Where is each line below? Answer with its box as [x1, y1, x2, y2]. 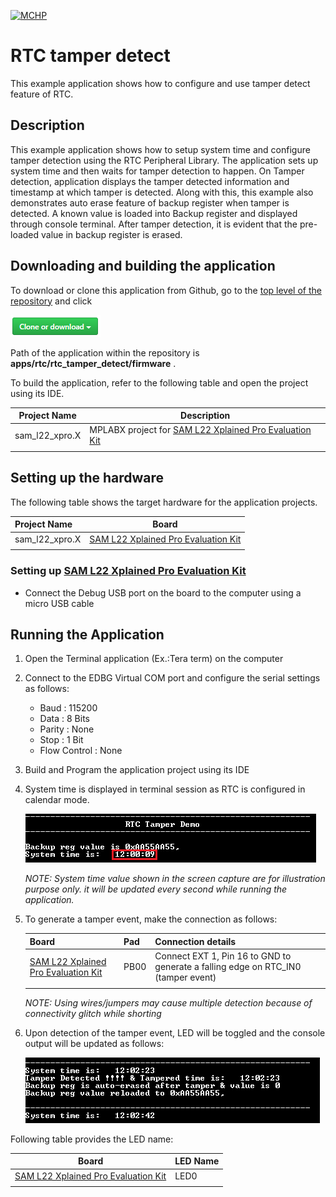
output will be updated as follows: [24, 1037, 165, 1049]
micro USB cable [24, 597, 95, 609]
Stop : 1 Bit [39, 734, 84, 746]
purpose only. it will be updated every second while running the [24, 883, 288, 895]
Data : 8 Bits [39, 713, 90, 725]
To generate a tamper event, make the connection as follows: [24, 913, 278, 925]
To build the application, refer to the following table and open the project [10, 376, 309, 389]
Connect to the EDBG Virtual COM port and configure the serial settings [24, 672, 321, 684]
